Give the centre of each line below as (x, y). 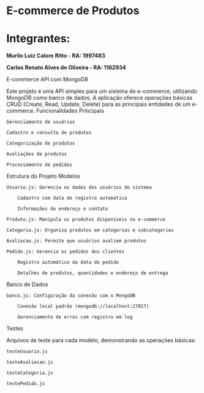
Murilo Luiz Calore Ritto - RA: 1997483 (56, 56)
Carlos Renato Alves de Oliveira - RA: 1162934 (66, 67)
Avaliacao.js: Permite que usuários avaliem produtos (77, 241)
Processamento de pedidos (39, 165)
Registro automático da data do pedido (68, 263)
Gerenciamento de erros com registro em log (75, 317)
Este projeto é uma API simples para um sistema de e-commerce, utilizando (102, 91)
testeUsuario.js (27, 352)
